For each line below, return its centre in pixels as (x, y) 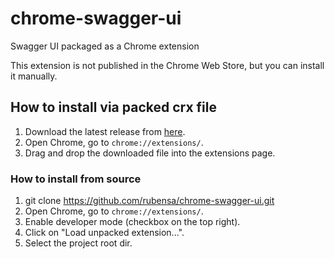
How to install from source (76, 179)
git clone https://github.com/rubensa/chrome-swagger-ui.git (149, 201)
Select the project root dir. (78, 243)
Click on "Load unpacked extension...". (104, 233)
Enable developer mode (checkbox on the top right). (132, 222)
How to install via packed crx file (113, 107)
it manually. (34, 76)
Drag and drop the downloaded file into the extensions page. (150, 153)
